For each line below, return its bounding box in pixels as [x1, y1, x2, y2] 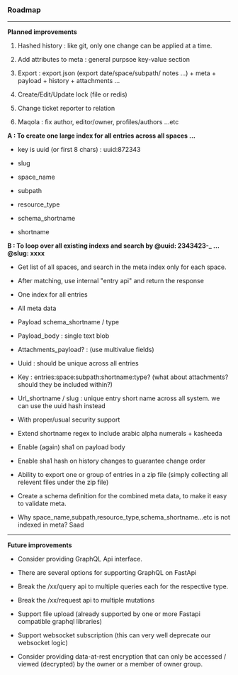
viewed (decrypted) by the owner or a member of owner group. [17, 660, 203, 669]
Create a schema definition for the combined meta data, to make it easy [17, 492, 227, 500]
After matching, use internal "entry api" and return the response [17, 277, 204, 285]
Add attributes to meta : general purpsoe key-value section [17, 55, 190, 64]
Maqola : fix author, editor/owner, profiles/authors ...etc [17, 118, 179, 126]
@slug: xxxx [7, 249, 45, 258]
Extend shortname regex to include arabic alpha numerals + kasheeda [17, 429, 222, 438]
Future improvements [7, 541, 72, 549]
